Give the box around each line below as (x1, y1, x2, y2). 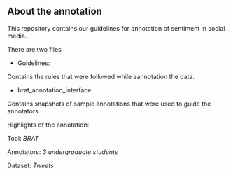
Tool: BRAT (7, 134, 39, 142)
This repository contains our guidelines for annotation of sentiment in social (7, 24, 225, 32)
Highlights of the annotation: (7, 120, 90, 129)
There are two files (7, 45, 62, 53)
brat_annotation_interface (17, 85, 92, 94)
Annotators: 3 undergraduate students (7, 147, 118, 156)
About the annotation (7, 6, 103, 17)
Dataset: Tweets (7, 161, 54, 169)
